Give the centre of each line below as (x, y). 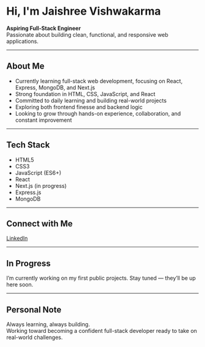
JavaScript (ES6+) (38, 173)
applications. (22, 41)
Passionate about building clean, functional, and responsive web (88, 34)
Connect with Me (40, 224)
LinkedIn (17, 238)
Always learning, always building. (48, 324)
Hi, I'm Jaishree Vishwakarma (84, 11)
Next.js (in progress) (41, 185)
